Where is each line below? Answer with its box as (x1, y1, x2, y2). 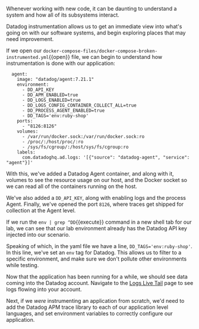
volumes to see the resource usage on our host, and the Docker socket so (6, 177, 187, 183)
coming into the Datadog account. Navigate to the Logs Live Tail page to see (6, 280, 194, 286)
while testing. (6, 262, 39, 268)
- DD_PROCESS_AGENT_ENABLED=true (21, 108, 105, 114)
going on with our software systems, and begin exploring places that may (6, 29, 186, 36)
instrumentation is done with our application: (6, 59, 115, 67)
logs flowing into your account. (6, 286, 82, 293)
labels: (17, 149, 36, 155)
